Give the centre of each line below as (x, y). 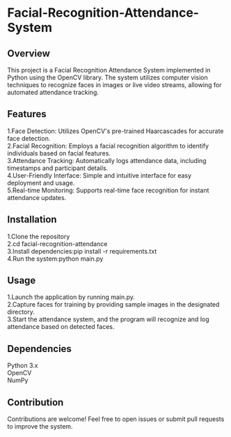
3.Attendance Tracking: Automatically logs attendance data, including (107, 160)
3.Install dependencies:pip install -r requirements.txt (82, 251)
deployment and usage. (41, 183)
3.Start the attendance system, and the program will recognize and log (109, 319)
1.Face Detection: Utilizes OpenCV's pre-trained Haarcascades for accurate (115, 131)
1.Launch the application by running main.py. (71, 297)
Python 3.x (23, 366)
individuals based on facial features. (59, 153)
